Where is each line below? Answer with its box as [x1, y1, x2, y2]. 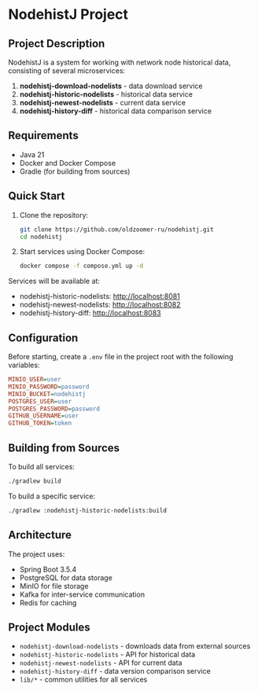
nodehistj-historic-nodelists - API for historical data [19, 650, 196, 660]
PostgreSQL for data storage [19, 572, 112, 583]
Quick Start [8, 189, 65, 203]
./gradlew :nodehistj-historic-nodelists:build [8, 506, 168, 514]
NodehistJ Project [8, 6, 128, 24]
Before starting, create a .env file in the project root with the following [8, 352, 234, 362]
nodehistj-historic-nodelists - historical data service [19, 90, 193, 99]
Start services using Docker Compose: [19, 247, 146, 256]
